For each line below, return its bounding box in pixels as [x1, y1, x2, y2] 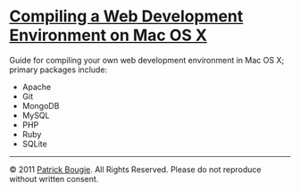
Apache [21, 81, 52, 92]
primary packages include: [9, 64, 108, 75]
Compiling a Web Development [9, 6, 244, 27]
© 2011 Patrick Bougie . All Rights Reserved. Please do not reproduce [9, 163, 262, 175]
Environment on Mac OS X [9, 25, 208, 46]
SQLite [21, 138, 47, 149]
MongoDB [21, 100, 60, 111]
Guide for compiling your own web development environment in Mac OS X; [9, 54, 285, 65]
